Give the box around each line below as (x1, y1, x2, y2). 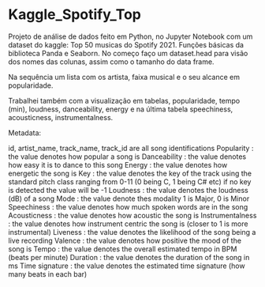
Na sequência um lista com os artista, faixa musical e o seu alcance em (8, 72, 241, 81)
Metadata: (8, 128, 42, 138)
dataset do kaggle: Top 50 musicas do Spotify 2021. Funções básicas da (8, 40, 244, 49)
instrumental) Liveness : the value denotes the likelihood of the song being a (8, 227, 256, 236)
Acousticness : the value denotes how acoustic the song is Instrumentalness (8, 210, 257, 220)
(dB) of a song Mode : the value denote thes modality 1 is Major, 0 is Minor (8, 194, 250, 203)
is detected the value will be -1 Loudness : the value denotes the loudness (8, 185, 248, 194)
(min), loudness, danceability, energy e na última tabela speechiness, (8, 104, 233, 114)
